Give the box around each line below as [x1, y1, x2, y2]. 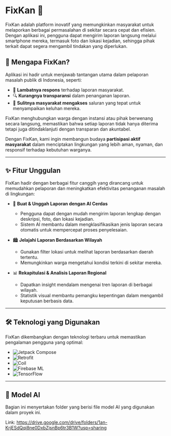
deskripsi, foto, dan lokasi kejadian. [20, 216, 95, 222]
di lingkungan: [5, 191, 35, 197]
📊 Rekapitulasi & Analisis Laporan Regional [12, 270, 107, 276]
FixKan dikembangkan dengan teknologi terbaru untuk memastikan [5, 334, 146, 340]
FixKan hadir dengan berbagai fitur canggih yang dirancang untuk [5, 179, 144, 186]
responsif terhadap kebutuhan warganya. [5, 146, 92, 152]
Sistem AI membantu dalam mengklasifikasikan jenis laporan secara [20, 221, 163, 227]
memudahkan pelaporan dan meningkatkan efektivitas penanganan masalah [5, 185, 165, 191]
